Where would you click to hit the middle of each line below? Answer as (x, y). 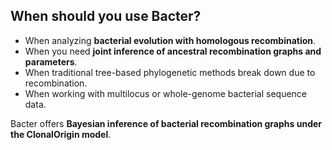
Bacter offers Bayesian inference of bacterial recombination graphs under (166, 123)
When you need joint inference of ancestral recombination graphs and (173, 51)
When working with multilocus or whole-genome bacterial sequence (165, 93)
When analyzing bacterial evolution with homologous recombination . (170, 40)
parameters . (51, 61)
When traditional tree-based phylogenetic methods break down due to (170, 72)
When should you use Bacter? (106, 16)
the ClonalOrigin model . (61, 134)
